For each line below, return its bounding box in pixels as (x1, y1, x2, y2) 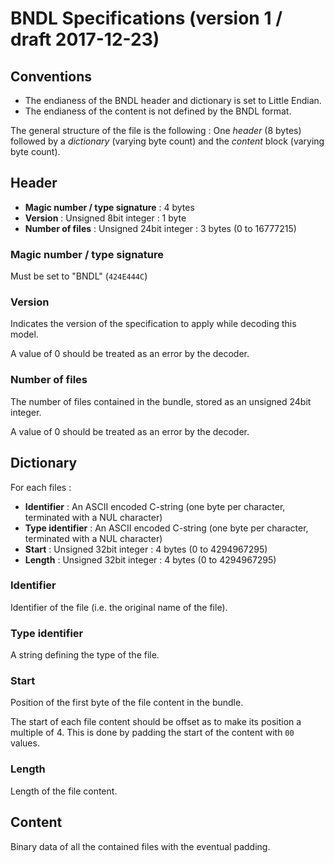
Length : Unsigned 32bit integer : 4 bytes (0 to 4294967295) (24, 553, 277, 566)
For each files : (10, 481, 72, 493)
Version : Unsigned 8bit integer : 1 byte (24, 212, 187, 224)
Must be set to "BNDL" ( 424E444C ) (10, 270, 148, 282)
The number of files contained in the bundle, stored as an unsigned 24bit (10, 395, 312, 407)
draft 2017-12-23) (10, 28, 160, 51)
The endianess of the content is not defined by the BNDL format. (24, 105, 292, 117)
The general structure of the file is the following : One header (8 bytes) (10, 125, 302, 136)
